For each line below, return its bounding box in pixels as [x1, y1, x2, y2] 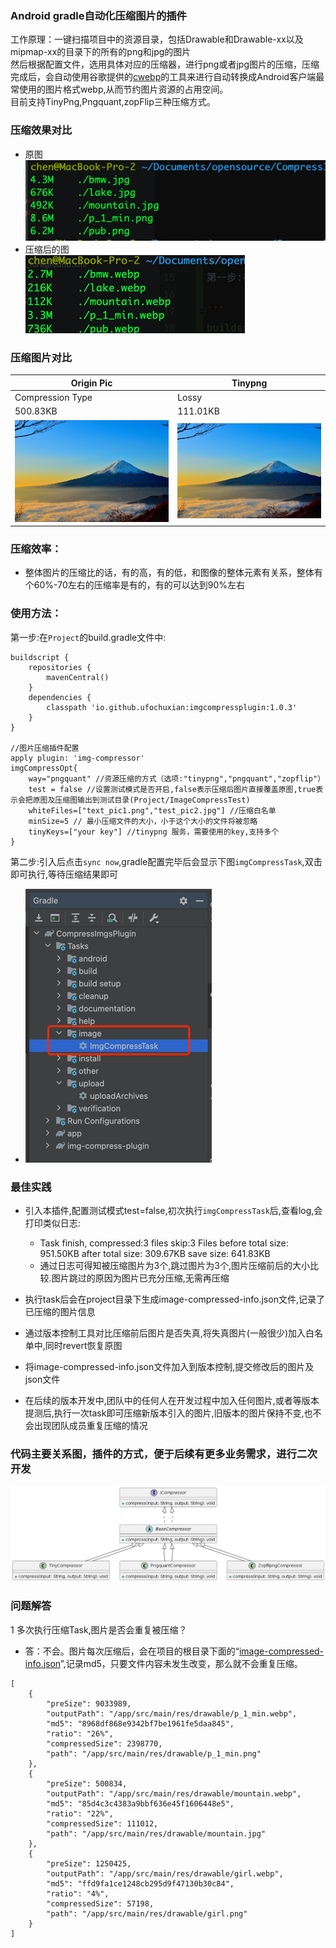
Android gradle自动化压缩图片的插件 [10, 8, 187, 22]
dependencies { [28, 692, 92, 702]
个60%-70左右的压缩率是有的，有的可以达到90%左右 [24, 579, 245, 591]
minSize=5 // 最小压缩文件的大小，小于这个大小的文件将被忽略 [28, 816, 258, 826]
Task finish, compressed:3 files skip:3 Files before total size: [39, 1237, 289, 1249]
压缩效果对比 [10, 123, 73, 137]
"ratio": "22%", [46, 1808, 114, 1819]
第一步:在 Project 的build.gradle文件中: [10, 631, 167, 643]
